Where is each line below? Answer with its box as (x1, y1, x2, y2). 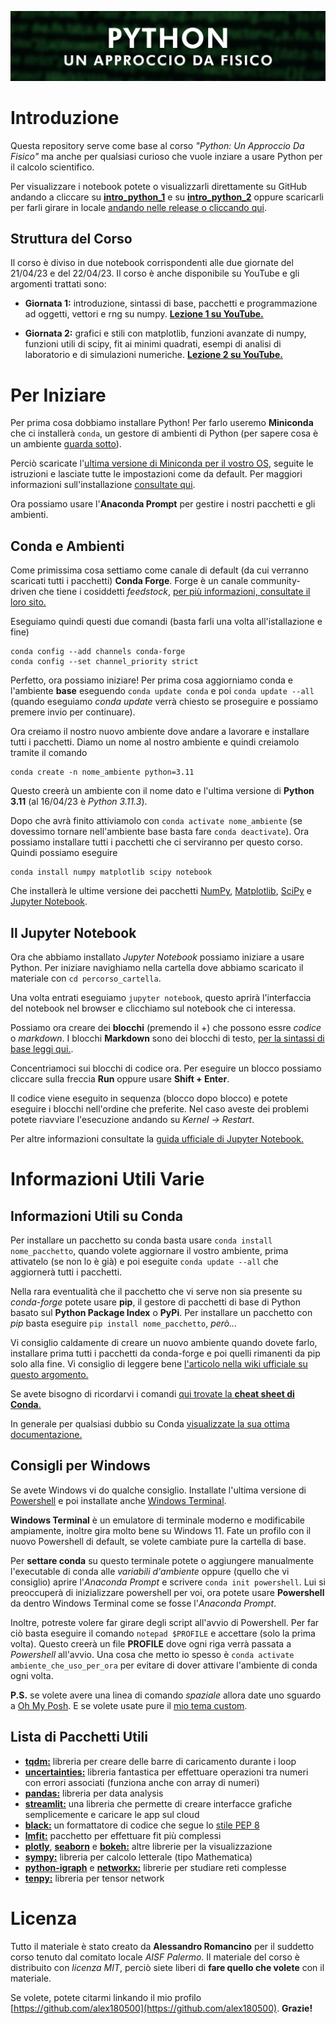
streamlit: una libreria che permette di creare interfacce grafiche (24, 1797, 293, 1810)
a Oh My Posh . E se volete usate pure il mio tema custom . (10, 1699, 248, 1711)
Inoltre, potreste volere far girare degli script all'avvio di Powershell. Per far (10, 1616, 320, 1628)
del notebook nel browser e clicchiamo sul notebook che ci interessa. (10, 1002, 297, 1015)
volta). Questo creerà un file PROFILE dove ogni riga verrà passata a (10, 1637, 292, 1650)
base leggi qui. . (10, 1043, 74, 1055)
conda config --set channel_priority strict (10, 657, 199, 667)
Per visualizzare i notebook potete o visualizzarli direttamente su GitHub (10, 180, 308, 192)
